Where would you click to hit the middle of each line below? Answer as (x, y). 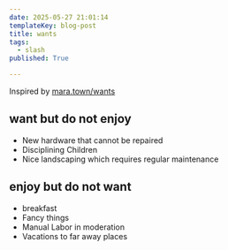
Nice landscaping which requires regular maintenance (120, 159)
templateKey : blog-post (53, 26)
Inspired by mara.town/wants (62, 91)
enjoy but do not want (70, 187)
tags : (19, 42)
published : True (39, 58)
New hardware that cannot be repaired (92, 140)
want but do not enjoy (70, 119)
